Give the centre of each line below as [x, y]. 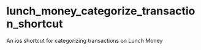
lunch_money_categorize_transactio [101, 11]
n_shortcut [35, 24]
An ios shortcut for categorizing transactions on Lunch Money [85, 40]
